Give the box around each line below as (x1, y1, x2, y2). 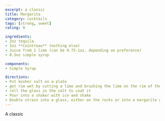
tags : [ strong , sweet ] (5, 21, 52, 26)
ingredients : (5, 34, 32, 39)
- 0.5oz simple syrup (5, 52, 50, 57)
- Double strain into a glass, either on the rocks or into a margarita (5, 97, 157, 102)
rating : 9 (5, 25, 26, 30)
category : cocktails (5, 16, 48, 21)
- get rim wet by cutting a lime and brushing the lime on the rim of (5, 84, 153, 89)
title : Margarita (5, 12, 41, 17)
